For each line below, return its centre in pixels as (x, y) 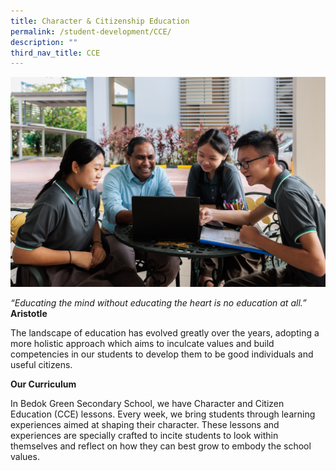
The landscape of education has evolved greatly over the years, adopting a (165, 333)
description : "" (44, 42)
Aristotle (29, 314)
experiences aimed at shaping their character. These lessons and (145, 425)
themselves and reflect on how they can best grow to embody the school (161, 446)
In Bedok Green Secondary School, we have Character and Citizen (147, 404)
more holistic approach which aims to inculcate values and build (142, 344)
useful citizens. (41, 365)
